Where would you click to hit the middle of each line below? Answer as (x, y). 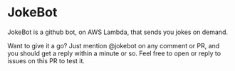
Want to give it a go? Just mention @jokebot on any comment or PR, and (114, 45)
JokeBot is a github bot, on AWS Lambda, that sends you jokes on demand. (117, 32)
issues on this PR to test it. (46, 60)
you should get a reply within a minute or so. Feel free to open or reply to (114, 53)
